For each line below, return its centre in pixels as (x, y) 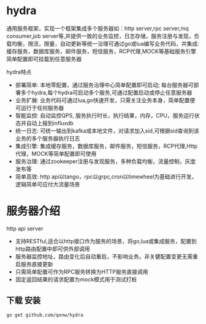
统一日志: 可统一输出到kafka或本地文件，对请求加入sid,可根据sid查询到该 (107, 131)
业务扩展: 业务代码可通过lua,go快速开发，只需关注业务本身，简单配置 (102, 100)
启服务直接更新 (34, 264)
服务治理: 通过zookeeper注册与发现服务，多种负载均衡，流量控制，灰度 (105, 161)
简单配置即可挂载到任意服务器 (44, 59)
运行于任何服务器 (42, 108)
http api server (25, 228)
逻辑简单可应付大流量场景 (48, 184)
